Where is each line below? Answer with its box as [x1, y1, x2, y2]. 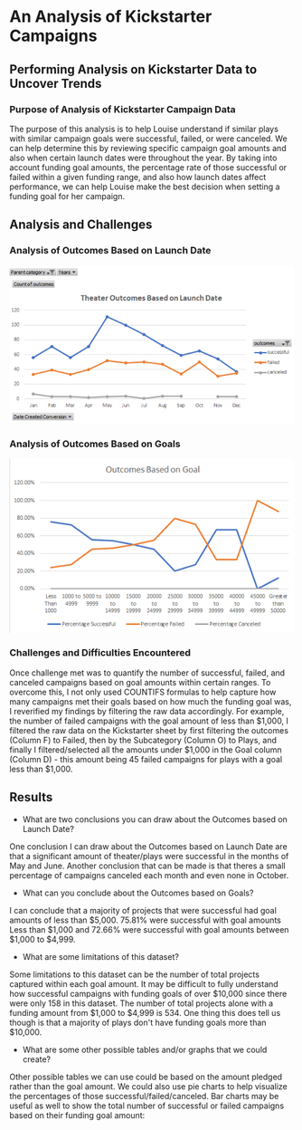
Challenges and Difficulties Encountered [9, 646, 192, 659]
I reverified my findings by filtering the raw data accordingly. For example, [9, 705, 285, 716]
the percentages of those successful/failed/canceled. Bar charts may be [9, 1090, 279, 1101]
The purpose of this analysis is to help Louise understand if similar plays [9, 123, 278, 134]
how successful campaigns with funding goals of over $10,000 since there [9, 988, 288, 999]
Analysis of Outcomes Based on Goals [9, 437, 181, 450]
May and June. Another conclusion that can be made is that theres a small [9, 860, 287, 871]
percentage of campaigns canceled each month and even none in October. [9, 869, 289, 880]
